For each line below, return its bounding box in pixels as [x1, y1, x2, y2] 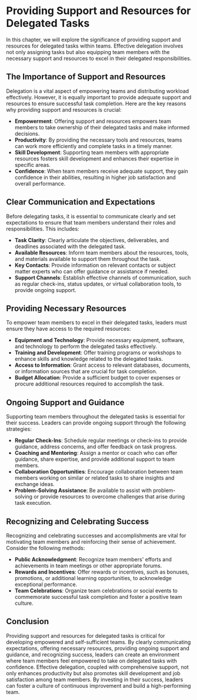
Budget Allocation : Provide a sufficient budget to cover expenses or [14, 374, 181, 381]
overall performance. [14, 180, 66, 187]
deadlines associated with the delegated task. [14, 243, 126, 250]
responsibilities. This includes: [6, 225, 79, 232]
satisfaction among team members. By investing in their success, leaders [6, 676, 183, 683]
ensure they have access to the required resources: [6, 325, 131, 333]
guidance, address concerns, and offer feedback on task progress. [14, 443, 178, 450]
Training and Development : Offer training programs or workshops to [14, 349, 182, 356]
